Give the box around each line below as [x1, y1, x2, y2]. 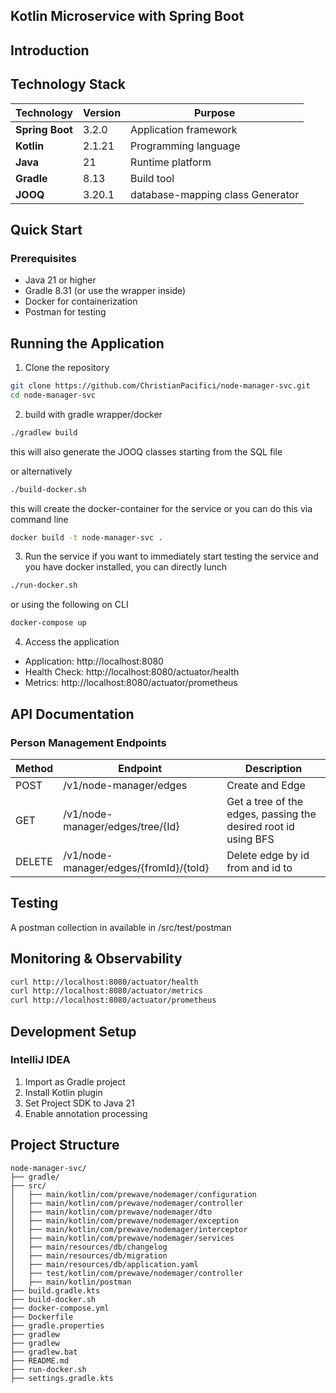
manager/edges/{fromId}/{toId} [63, 860, 210, 874]
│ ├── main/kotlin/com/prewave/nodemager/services [10, 1233, 235, 1243]
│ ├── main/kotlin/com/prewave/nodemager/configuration [10, 1189, 257, 1199]
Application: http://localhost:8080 [24, 655, 164, 668]
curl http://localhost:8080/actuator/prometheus [10, 995, 217, 1006]
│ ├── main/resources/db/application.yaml [10, 1259, 199, 1269]
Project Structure [10, 1137, 120, 1154]
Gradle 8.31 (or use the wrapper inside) [24, 285, 187, 297]
